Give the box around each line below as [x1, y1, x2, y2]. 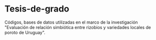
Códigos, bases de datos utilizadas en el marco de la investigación [4, 19, 138, 25]
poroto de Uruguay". [4, 29, 46, 35]
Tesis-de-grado [4, 3, 69, 14]
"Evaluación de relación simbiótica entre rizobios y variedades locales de [4, 24, 151, 30]
